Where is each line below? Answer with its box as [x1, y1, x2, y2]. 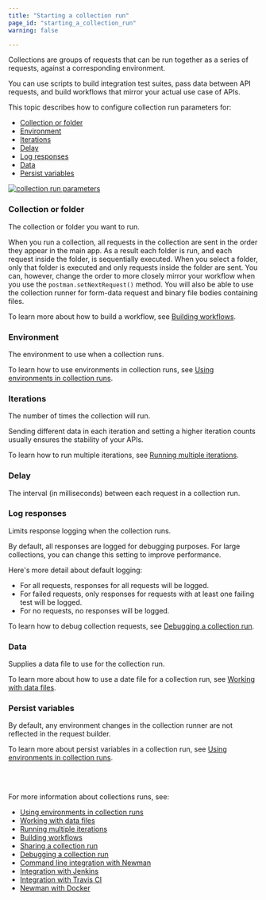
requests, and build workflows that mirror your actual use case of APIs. [8, 87, 241, 97]
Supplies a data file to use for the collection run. [8, 660, 165, 669]
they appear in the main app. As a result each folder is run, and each [8, 245, 233, 255]
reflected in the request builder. [8, 729, 111, 739]
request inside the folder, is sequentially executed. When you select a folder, [8, 254, 258, 263]
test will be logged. [19, 597, 83, 607]
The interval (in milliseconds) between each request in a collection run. [8, 488, 241, 498]
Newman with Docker [19, 883, 91, 893]
